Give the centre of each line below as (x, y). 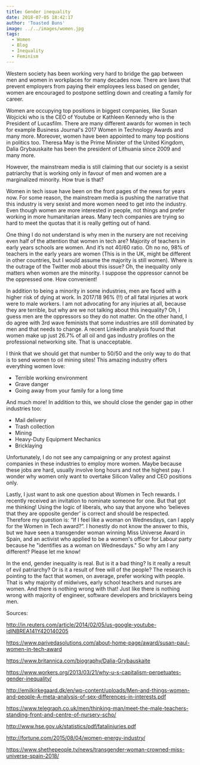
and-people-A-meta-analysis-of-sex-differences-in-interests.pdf (86, 697)
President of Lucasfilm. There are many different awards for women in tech (99, 123)
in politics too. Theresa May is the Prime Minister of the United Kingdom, (96, 142)
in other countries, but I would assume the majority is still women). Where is (99, 260)
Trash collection (35, 426)
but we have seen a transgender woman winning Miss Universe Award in (96, 532)
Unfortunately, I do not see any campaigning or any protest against (88, 457)
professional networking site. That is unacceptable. (69, 342)
